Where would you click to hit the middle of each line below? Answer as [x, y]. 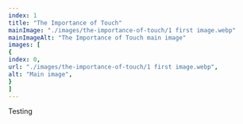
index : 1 [23, 15]
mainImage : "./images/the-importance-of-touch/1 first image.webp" [122, 30]
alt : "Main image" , [40, 74]
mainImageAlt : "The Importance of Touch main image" [97, 38]
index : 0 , [25, 60]
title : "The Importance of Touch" [66, 23]
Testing [21, 111]
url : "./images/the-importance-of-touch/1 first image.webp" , [113, 67]
